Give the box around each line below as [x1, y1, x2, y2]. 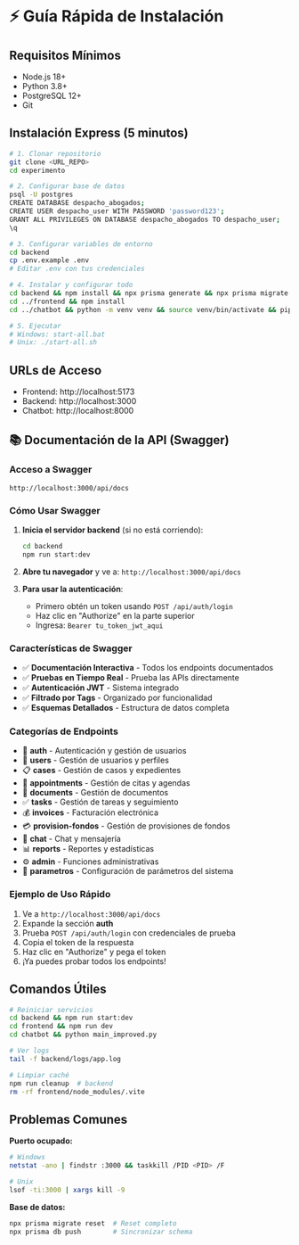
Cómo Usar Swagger [9, 504, 101, 516]
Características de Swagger [9, 642, 133, 655]
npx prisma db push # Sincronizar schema [9, 1227, 193, 1236]
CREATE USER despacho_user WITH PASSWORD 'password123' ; [9, 207, 225, 216]
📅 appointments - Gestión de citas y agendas [21, 778, 190, 788]
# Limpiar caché [9, 1070, 69, 1079]
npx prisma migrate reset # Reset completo [9, 1218, 177, 1228]
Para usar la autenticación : [21, 583, 124, 594]
